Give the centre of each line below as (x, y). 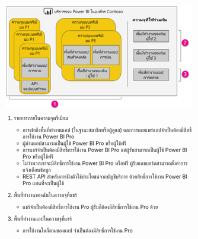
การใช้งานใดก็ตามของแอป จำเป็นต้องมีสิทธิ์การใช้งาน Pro (78, 231)
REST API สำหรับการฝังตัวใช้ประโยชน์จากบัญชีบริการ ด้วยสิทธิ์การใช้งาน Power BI (105, 177)
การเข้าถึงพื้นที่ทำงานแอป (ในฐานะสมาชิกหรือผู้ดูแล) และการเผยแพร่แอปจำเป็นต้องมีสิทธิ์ (107, 130)
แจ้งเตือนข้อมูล (36, 170)
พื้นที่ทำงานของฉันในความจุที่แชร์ (45, 195)
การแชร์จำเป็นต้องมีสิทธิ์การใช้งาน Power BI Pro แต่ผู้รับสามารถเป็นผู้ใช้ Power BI (105, 150)
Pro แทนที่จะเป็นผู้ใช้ (43, 183)
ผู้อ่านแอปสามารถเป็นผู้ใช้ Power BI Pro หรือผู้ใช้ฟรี (74, 143)
